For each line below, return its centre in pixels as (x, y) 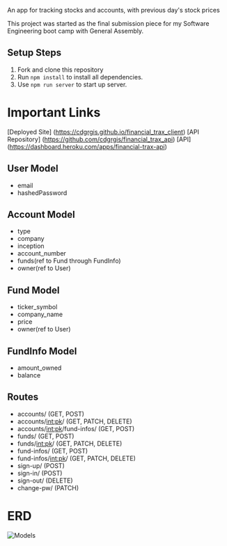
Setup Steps (34, 53)
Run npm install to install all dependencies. (80, 77)
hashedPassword (42, 193)
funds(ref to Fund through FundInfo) (69, 261)
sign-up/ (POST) (41, 465)
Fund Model (33, 290)
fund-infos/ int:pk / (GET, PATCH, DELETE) (76, 458)
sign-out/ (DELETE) (45, 481)
